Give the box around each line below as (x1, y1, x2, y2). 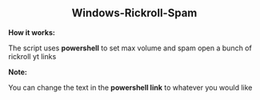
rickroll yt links (8, 51, 57, 61)
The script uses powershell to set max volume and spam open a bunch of (8, 43, 252, 53)
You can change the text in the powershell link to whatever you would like (8, 82, 253, 92)
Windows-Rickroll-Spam (71, 6, 198, 20)
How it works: (8, 27, 56, 37)
